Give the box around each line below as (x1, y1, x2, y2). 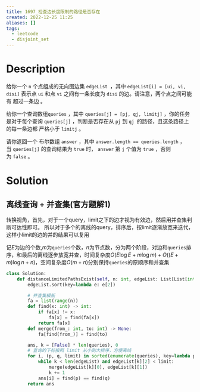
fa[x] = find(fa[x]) (48, 314, 100, 321)
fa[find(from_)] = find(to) (37, 331, 108, 337)
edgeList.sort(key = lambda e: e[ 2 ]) (27, 282, 116, 288)
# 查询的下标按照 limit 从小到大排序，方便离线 (27, 347, 132, 354)
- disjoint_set (11, 36, 49, 42)
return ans (27, 381, 55, 387)
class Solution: (6, 270, 46, 276)
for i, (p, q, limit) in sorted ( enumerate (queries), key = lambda (27, 353, 190, 359)
